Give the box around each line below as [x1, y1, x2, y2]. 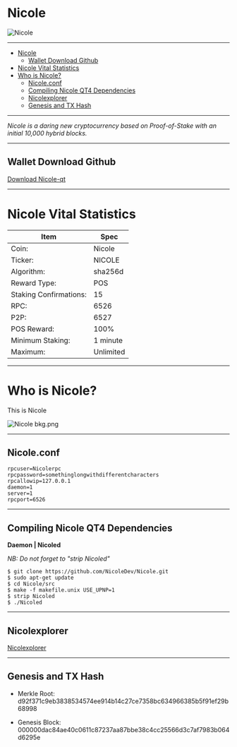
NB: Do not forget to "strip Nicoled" [7, 554, 111, 563]
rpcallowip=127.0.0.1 [7, 478, 71, 485]
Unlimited [93, 347, 126, 357]
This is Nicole [7, 406, 47, 414]
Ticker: [11, 255, 34, 265]
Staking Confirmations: [11, 289, 87, 299]
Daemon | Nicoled [7, 541, 61, 549]
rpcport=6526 [7, 496, 46, 503]
